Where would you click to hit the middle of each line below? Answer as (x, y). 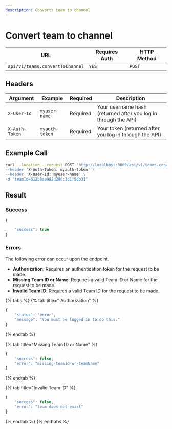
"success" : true (32, 230)
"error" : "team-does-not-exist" (49, 407)
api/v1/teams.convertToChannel (46, 66)
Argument (21, 98)
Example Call (26, 153)
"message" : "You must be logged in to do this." (67, 320)
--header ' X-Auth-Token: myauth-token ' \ (50, 170)
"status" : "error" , (35, 315)
